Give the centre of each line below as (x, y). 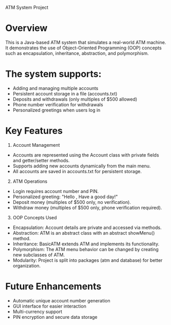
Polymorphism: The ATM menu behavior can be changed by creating (86, 249)
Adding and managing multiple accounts (55, 88)
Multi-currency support (37, 311)
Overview (26, 28)
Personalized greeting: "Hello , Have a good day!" (65, 197)
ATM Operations (30, 181)
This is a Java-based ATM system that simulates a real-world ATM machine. (86, 42)
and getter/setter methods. (41, 160)
